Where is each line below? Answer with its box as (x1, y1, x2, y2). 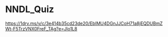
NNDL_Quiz (5, 4, 54, 15)
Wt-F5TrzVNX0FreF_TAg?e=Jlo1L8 (5, 25, 77, 31)
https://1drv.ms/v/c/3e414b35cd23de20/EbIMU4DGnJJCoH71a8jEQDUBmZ (5, 20, 163, 26)
